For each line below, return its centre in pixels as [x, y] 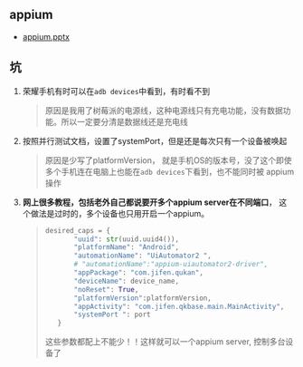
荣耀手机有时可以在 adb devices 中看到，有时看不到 [116, 91]
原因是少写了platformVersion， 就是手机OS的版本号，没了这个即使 [168, 160]
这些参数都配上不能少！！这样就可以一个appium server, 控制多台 [165, 342]
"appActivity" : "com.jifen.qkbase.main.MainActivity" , [179, 306]
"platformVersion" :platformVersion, [143, 298]
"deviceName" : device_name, [126, 281]
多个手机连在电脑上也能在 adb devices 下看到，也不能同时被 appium [170, 171]
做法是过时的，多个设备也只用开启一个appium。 [120, 213]
